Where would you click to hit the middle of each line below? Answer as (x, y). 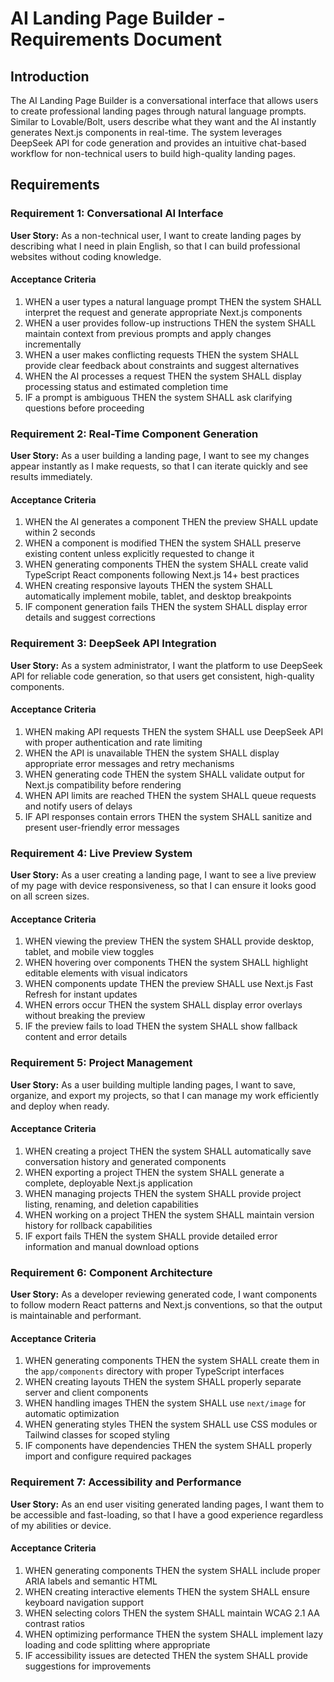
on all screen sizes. (50, 896)
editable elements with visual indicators (106, 973)
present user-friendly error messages (102, 827)
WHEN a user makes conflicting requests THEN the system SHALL (162, 354)
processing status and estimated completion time (126, 386)
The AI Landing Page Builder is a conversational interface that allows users (164, 100)
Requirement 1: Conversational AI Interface (117, 214)
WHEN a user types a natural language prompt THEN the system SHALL (173, 301)
